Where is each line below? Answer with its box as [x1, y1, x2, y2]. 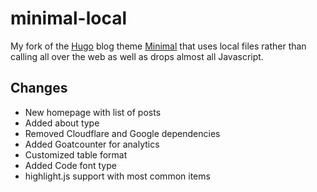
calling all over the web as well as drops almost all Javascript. [10, 50, 264, 62]
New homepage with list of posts [24, 106, 162, 118]
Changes [10, 80, 68, 97]
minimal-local [10, 7, 128, 30]
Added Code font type [24, 159, 117, 171]
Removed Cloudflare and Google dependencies [24, 127, 221, 139]
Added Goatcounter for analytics [24, 138, 160, 150]
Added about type [24, 117, 100, 129]
